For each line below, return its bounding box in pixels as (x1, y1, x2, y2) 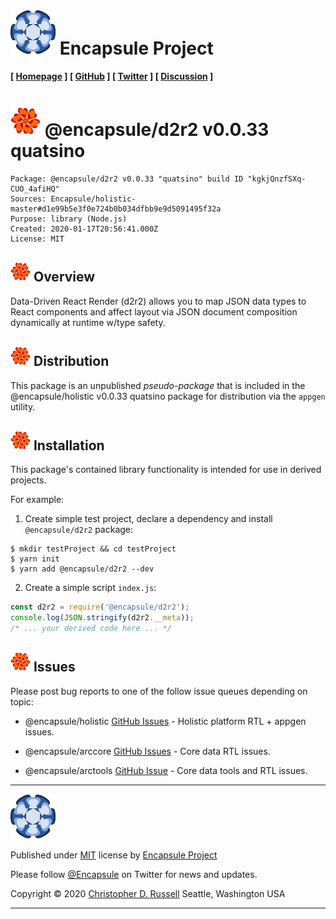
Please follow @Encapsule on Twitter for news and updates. (10, 868, 258, 880)
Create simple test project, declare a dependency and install (24, 513, 273, 525)
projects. (10, 474, 47, 486)
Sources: (10, 194, 47, 204)
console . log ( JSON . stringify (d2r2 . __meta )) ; (10, 613, 195, 623)
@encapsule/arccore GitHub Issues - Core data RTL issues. (24, 745, 271, 757)
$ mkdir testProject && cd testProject (10, 544, 177, 554)
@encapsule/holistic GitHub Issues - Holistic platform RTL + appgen (24, 715, 307, 727)
